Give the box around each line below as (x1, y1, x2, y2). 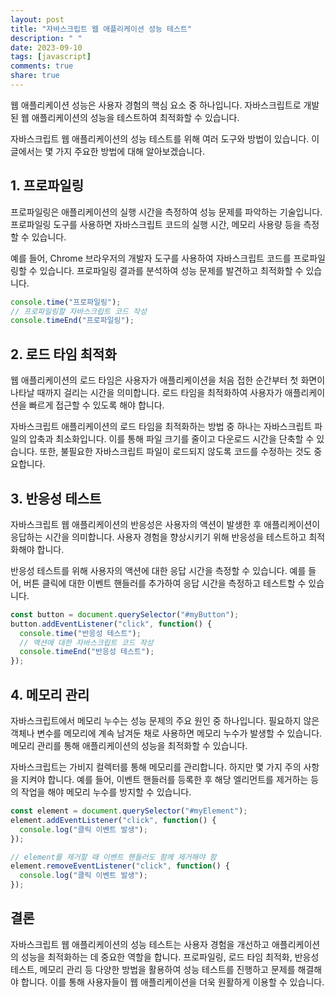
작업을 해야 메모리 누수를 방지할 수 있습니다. (20, 786, 192, 798)
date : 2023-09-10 (10, 42, 83, 53)
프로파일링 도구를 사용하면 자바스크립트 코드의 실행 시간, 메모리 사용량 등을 (10, 218, 302, 230)
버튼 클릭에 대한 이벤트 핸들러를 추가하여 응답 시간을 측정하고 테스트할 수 (23, 577, 307, 589)
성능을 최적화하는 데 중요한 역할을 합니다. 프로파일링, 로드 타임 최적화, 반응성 (20, 951, 320, 963)
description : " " (10, 33, 83, 43)
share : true (10, 71, 60, 81)
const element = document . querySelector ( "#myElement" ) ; (10, 806, 248, 816)
